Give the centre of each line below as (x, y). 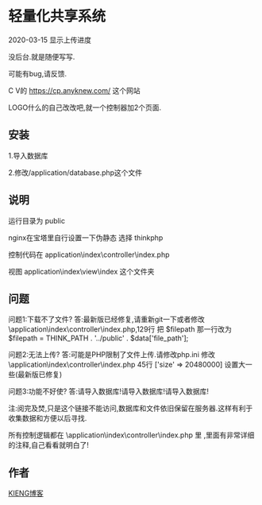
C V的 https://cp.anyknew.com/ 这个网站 (74, 90)
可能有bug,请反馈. (38, 73)
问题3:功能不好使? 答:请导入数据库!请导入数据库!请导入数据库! (108, 391)
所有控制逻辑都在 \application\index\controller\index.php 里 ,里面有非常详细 (131, 435)
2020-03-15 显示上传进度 (50, 40)
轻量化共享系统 (57, 16)
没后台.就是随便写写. (42, 56)
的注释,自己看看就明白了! (49, 445)
